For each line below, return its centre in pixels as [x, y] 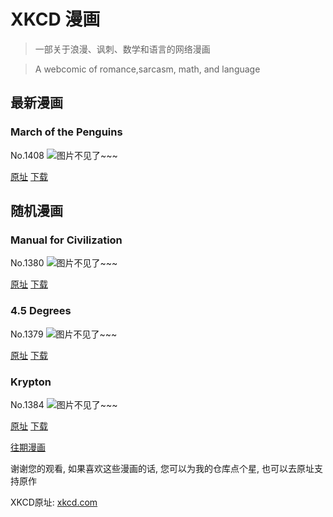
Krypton [31, 382]
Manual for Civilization [66, 240]
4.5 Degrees [41, 311]
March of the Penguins [66, 132]
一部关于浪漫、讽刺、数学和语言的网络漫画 [122, 49]
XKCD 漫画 [55, 19]
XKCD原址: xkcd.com [54, 502]
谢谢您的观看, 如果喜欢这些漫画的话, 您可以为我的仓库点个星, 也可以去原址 [162, 468]
